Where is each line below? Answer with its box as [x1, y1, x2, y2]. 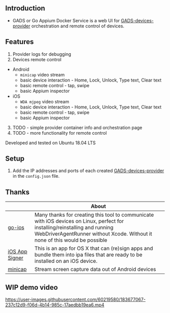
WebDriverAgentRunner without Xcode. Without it [34, 230, 152, 238]
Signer [8, 254, 24, 261]
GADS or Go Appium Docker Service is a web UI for [12, 17, 120, 23]
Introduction [5, 4, 46, 13]
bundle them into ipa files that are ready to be [34, 251, 143, 258]
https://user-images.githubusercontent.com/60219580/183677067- [5, 296, 146, 303]
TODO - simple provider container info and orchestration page [12, 124, 143, 131]
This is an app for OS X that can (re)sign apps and [34, 245, 153, 252]
